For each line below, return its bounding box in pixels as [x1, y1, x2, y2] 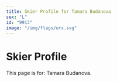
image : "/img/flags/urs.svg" [6, 25, 77, 31]
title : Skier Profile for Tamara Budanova [6, 8, 111, 15]
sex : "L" [6, 14, 27, 20]
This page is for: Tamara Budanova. [6, 70, 92, 77]
